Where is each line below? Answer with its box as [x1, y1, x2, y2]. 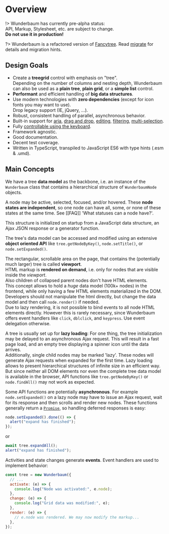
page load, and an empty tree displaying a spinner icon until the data [5, 341, 149, 347]
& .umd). [12, 150, 31, 156]
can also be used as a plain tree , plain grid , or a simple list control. [12, 85, 154, 91]
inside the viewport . [5, 272, 47, 278]
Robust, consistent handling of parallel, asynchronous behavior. [12, 112, 146, 118]
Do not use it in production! [5, 31, 64, 37]
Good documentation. [12, 134, 58, 140]
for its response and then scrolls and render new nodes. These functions [5, 399, 157, 405]
